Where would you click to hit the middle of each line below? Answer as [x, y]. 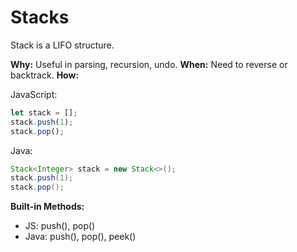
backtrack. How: [45, 75]
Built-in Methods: [47, 207]
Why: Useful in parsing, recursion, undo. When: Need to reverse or [149, 64]
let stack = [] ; [44, 112]
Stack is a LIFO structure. [62, 45]
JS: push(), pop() [60, 226]
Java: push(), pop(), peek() [80, 237]
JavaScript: [34, 94]
